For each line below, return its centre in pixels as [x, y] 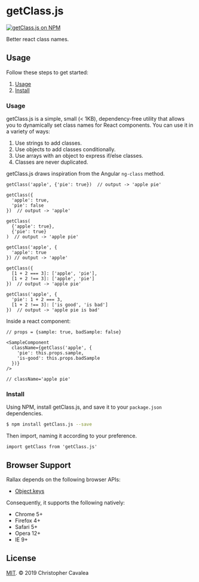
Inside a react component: [38, 321]
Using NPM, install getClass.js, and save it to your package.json [84, 407]
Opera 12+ [27, 534]
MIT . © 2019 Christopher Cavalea [48, 572]
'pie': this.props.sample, [50, 353]
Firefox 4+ [27, 520]
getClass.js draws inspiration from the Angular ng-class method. [86, 174]
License [21, 558]
